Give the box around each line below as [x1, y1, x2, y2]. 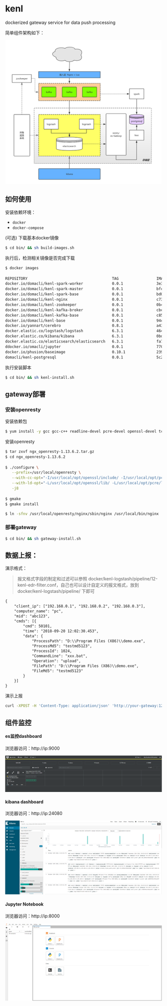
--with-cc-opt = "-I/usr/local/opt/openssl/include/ [11, 475, 119, 480]
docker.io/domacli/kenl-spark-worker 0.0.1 [5, 281, 123, 286]
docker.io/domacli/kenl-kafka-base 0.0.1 [5, 313, 123, 318]
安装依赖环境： [5, 209, 36, 215]
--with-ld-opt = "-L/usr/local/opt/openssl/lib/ [11, 481, 110, 486]
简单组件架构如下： [5, 29, 45, 35]
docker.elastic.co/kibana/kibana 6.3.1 [5, 334, 123, 339]
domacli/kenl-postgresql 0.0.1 [5, 354, 123, 360]
